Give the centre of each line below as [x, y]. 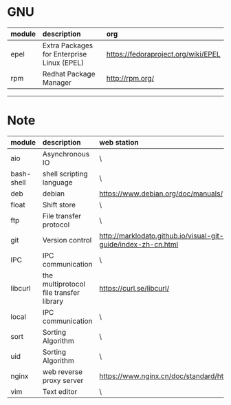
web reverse [63, 371]
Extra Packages [68, 45]
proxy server [63, 380]
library [53, 301]
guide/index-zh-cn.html [139, 244]
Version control [67, 240]
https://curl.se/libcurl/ [134, 288]
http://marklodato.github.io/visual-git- [162, 236]
